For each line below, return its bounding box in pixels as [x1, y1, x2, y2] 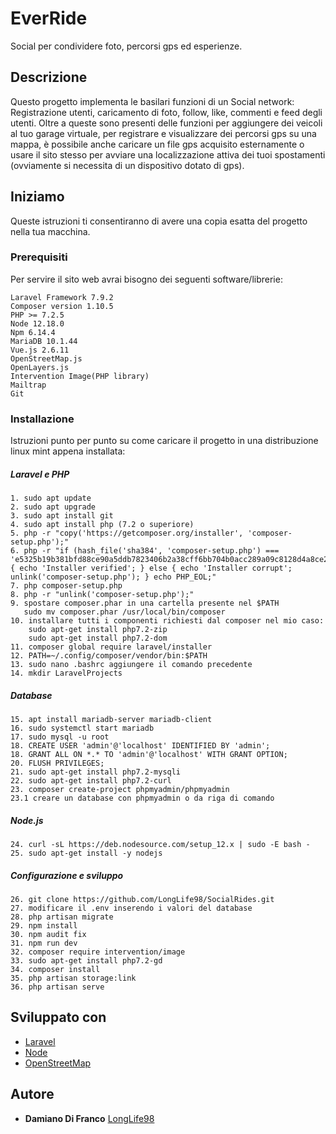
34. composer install [10, 965, 101, 975]
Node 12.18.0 [10, 318, 65, 329]
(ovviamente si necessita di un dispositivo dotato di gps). [10, 159, 245, 171]
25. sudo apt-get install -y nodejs [10, 848, 163, 859]
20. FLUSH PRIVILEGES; [10, 758, 105, 769]
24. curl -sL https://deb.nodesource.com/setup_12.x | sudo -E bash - [10, 840, 311, 850]
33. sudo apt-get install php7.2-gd [10, 956, 163, 966]
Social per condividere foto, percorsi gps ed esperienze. [10, 40, 243, 52]
